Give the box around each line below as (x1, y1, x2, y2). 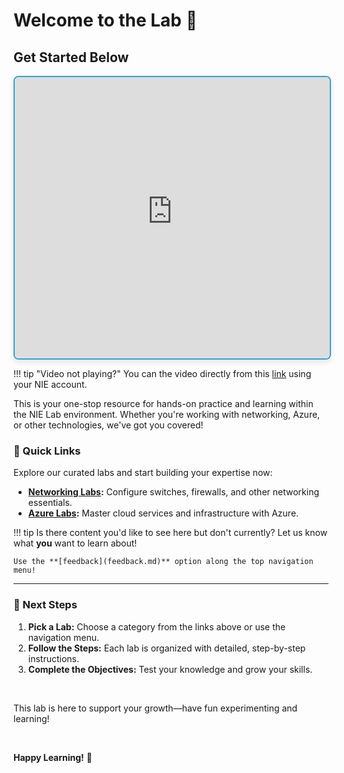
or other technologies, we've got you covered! (13, 419, 204, 431)
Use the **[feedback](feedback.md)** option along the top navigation (13, 557, 314, 567)
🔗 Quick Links (13, 444, 81, 458)
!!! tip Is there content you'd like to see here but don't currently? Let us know (13, 527, 328, 539)
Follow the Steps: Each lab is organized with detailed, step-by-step (27, 642, 306, 654)
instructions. (27, 652, 80, 664)
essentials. (27, 497, 73, 509)
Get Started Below (13, 49, 130, 66)
